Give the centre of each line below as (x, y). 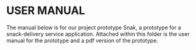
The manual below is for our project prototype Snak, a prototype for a (94, 27)
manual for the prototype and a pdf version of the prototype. (82, 40)
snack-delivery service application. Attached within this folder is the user (98, 34)
